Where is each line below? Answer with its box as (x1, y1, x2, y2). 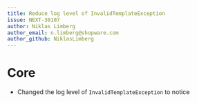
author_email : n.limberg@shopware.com (7, 29, 119, 36)
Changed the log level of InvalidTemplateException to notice (17, 88, 190, 96)
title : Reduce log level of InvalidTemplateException (7, 10, 166, 17)
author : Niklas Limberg (7, 23, 76, 30)
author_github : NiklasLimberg (7, 36, 95, 43)
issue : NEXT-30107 (7, 16, 60, 23)
